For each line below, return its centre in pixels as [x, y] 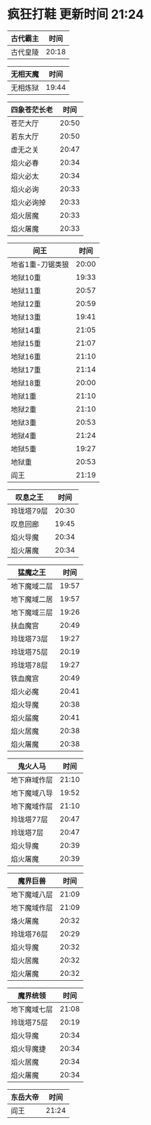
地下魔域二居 [32, 599]
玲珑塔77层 [29, 819]
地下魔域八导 [32, 793]
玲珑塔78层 [29, 665]
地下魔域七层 [32, 1009]
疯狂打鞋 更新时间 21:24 [76, 14]
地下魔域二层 [32, 586]
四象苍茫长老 [32, 110]
